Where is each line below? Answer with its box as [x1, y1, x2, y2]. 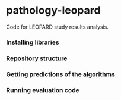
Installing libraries [6, 38, 59, 46]
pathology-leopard [6, 4, 101, 17]
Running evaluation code [6, 86, 80, 94]
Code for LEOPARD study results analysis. [6, 23, 109, 30]
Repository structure [6, 54, 68, 62]
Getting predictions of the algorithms [6, 70, 116, 78]
